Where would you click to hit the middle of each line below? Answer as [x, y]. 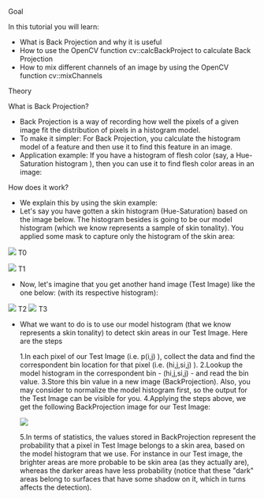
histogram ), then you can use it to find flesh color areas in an [154, 164]
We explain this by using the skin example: [88, 202]
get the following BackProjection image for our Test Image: [115, 407]
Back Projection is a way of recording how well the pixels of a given [129, 121]
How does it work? [39, 187]
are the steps [41, 341]
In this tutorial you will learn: [54, 26]
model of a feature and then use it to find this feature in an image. [126, 147]
